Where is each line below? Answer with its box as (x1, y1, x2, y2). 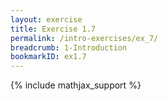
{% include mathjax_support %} (10, 79, 142, 91)
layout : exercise (10, 14, 83, 25)
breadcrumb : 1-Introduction (10, 42, 128, 53)
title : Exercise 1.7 (10, 24, 97, 34)
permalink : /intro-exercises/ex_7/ (10, 33, 159, 43)
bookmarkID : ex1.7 (10, 52, 87, 62)
